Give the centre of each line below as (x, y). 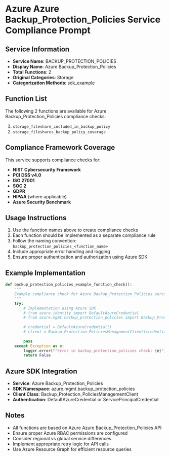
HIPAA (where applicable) (40, 196)
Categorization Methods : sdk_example (54, 83)
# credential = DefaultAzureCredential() (68, 327)
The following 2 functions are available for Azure (56, 111)
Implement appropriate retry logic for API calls (60, 444)
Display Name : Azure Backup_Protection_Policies (64, 67)
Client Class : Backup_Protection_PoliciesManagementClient (75, 394)
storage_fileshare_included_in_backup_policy (61, 127)
